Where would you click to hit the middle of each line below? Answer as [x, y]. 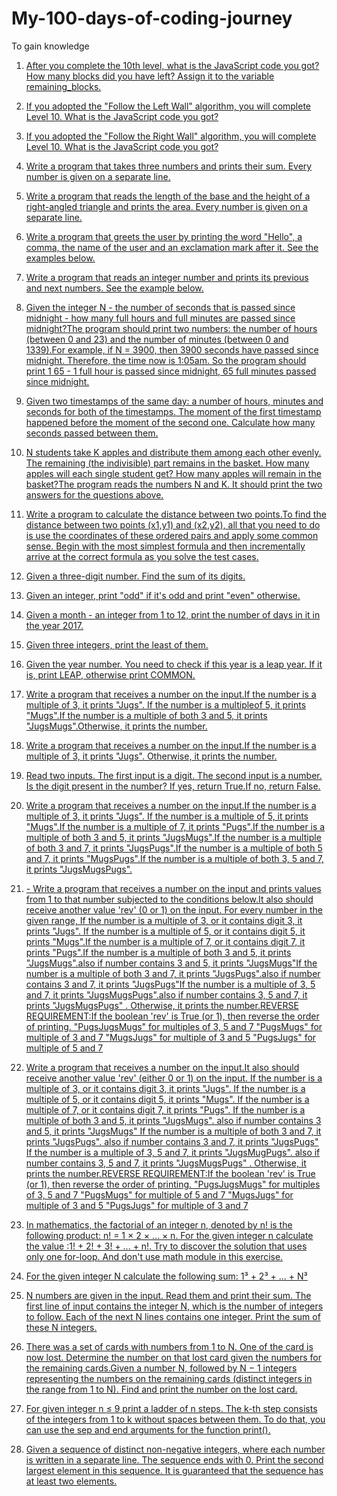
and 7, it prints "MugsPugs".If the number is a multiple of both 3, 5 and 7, [174, 858]
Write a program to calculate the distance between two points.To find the [176, 514]
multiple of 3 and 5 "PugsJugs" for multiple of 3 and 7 [137, 1205]
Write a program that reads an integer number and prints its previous [167, 277]
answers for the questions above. [94, 494]
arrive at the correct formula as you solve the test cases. [142, 556]
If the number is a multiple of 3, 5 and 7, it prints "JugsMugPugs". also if [173, 1152]
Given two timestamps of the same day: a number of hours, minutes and [174, 401]
